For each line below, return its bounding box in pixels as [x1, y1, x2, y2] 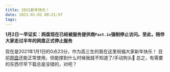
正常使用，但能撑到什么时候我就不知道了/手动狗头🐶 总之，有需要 [27, 55, 163, 61]
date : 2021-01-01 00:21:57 [5, 12, 63, 17]
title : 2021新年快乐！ [5, 7, 50, 13]
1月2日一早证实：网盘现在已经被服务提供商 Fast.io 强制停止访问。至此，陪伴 [5, 31, 165, 38]
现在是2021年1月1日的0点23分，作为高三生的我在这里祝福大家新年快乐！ [5, 49, 157, 55]
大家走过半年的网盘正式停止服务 [5, 38, 72, 44]
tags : [5, 17, 17, 22]
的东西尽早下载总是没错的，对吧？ [5, 61, 77, 67]
